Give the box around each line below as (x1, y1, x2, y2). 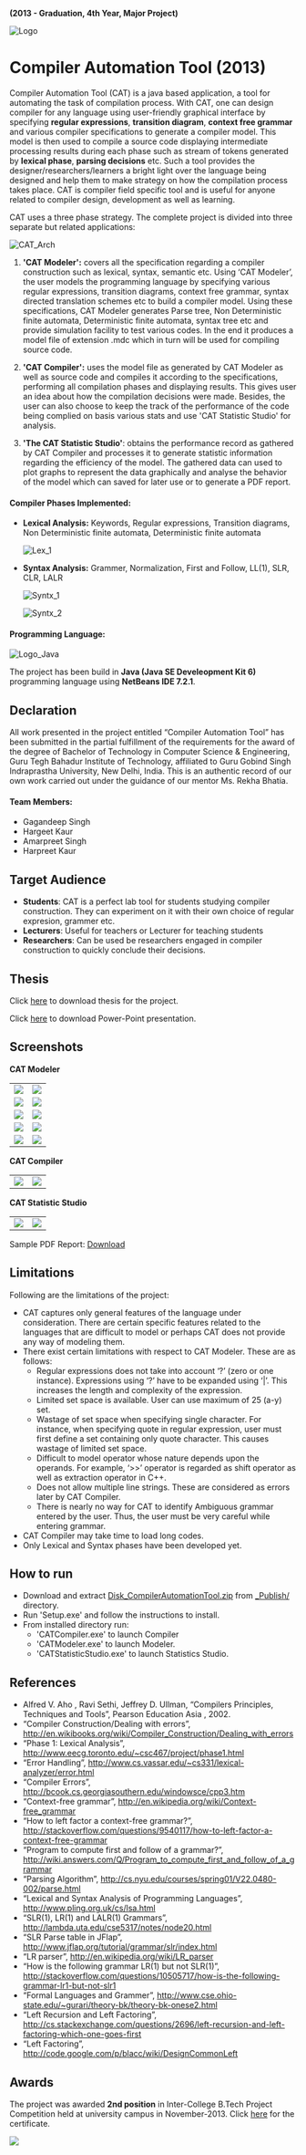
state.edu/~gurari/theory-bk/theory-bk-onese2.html (22, 2000, 219, 2011)
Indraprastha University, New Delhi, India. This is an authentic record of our (9, 765, 292, 776)
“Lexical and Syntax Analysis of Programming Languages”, (22, 1893, 243, 1904)
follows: (22, 1355, 53, 1367)
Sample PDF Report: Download (9, 1238, 126, 1249)
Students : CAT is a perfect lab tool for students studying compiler (22, 896, 270, 907)
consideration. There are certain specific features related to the (22, 1317, 261, 1327)
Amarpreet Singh (22, 836, 87, 847)
